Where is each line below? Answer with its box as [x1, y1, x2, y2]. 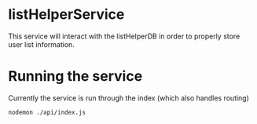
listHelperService [8, 5, 125, 24]
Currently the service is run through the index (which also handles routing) [8, 93, 250, 103]
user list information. [8, 39, 75, 49]
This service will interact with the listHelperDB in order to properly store [8, 31, 240, 41]
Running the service [8, 67, 143, 86]
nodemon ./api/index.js [8, 108, 86, 116]
